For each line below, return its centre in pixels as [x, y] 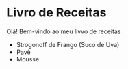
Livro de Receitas [56, 13]
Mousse [28, 59]
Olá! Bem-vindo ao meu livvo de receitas [64, 31]
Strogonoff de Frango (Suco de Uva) [68, 44]
